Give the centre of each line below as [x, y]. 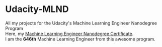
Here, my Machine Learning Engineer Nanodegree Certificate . [69, 33]
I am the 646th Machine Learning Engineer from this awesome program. [80, 39]
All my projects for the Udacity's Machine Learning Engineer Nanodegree [81, 23]
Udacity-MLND [37, 9]
